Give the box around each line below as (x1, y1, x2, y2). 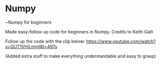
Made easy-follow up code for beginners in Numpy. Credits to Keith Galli (5, 29, 154, 34)
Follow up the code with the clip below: (5, 38, 85, 44)
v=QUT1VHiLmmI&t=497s (5, 43, 58, 49)
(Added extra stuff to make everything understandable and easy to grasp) (5, 53, 157, 59)
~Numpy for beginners (5, 19, 52, 25)
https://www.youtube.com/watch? (86, 38, 156, 44)
